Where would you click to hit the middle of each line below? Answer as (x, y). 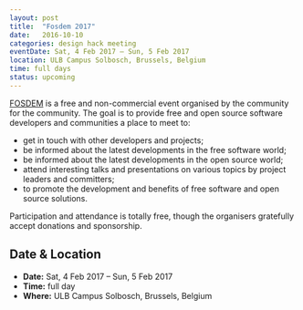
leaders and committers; (68, 179)
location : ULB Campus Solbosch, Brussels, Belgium (108, 60)
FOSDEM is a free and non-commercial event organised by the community (149, 103)
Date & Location (56, 255)
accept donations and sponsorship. (76, 225)
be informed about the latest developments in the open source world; (153, 160)
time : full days (40, 69)
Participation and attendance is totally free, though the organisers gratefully (152, 216)
